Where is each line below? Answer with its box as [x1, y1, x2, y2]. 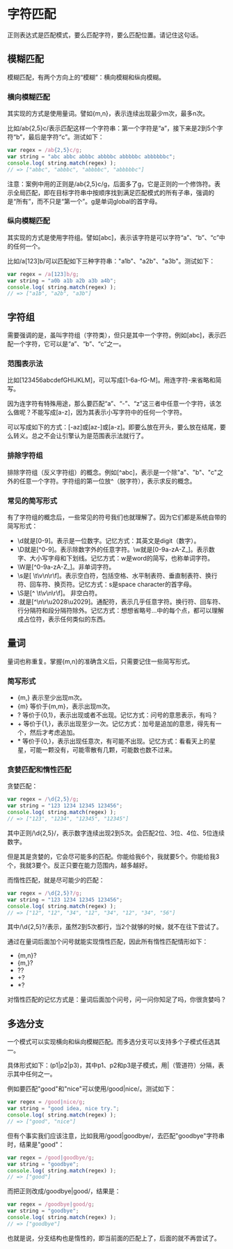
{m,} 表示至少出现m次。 [17, 694, 86, 702]
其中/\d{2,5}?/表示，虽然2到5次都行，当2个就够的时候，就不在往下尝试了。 [7, 923, 223, 931]
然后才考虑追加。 [29, 728, 79, 737]
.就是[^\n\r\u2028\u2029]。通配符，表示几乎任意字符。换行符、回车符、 [17, 597, 225, 606]
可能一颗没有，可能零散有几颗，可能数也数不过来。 [29, 746, 176, 754]
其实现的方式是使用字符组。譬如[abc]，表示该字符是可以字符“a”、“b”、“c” [7, 233, 220, 241]
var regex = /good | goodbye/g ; [7, 1154, 95, 1161]
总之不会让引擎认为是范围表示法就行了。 [31, 431, 147, 440]
